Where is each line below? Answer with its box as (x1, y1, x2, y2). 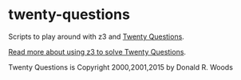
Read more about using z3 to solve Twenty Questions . (8, 47, 186, 56)
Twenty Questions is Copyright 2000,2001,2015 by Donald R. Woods (8, 62, 234, 72)
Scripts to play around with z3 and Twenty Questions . (8, 32, 185, 41)
